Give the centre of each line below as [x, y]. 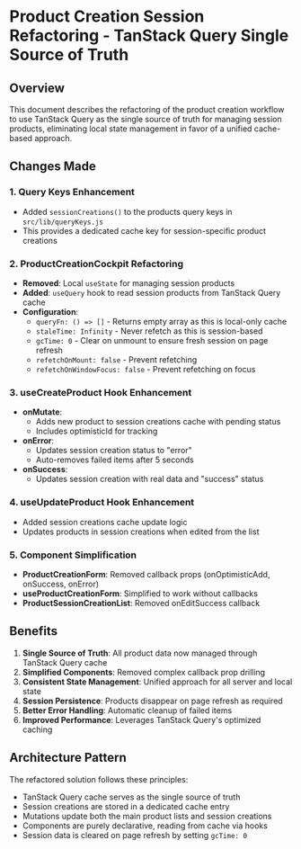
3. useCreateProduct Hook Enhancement [101, 392]
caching [37, 729]
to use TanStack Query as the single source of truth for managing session [146, 119]
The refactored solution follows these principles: [99, 779]
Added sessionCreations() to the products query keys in [127, 211]
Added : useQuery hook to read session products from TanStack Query [151, 292]
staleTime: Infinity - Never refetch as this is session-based [149, 331]
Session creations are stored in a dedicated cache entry [126, 806]
